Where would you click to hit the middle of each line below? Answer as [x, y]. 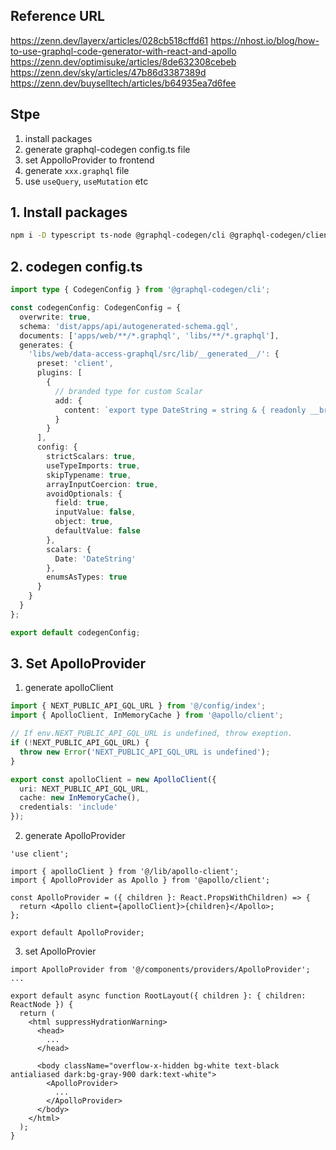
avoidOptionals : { [84, 494]
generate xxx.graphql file [77, 170]
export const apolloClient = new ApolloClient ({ [113, 779]
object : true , [84, 522]
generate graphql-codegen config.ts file [107, 149]
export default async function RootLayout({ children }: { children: [158, 996]
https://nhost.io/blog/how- [265, 40]
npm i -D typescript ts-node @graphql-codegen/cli [118, 235]
